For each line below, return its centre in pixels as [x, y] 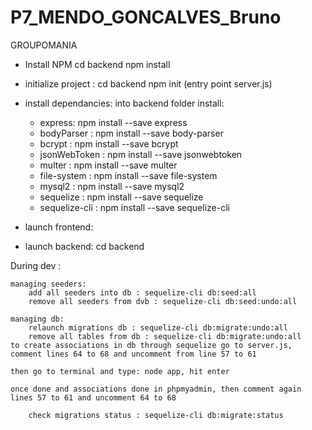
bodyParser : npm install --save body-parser [131, 133]
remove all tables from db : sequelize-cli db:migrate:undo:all [165, 336]
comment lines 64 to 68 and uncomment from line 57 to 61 [133, 354]
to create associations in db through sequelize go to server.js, [151, 345]
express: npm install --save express [113, 122]
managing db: [37, 319]
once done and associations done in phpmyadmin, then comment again [156, 389]
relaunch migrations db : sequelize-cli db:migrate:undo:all [158, 327]
